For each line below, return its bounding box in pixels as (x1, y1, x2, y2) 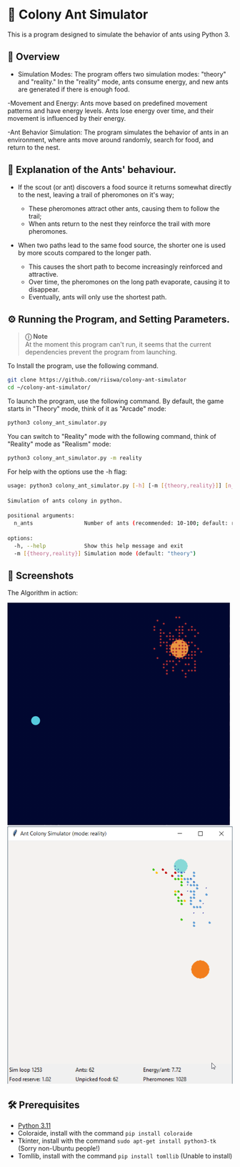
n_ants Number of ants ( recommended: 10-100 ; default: (14, 520, 229, 527)
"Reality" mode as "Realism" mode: (7, 440, 111, 448)
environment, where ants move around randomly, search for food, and (7, 135, 214, 144)
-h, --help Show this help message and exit (14, 542, 184, 550)
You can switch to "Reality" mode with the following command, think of (7, 432, 216, 440)
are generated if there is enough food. (17, 85, 130, 94)
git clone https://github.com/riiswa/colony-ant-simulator (7, 377, 187, 384)
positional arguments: (7, 512, 75, 520)
